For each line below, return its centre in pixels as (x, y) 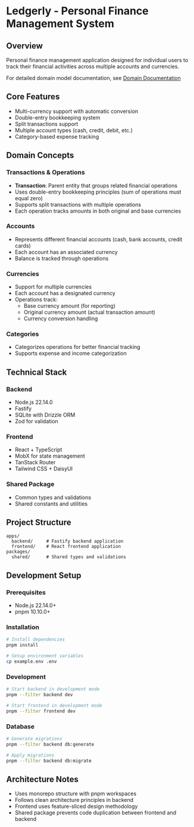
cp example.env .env (32, 661)
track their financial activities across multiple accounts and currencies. (93, 66)
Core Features (33, 97)
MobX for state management (50, 456)
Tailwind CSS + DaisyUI (44, 469)
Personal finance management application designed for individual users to (97, 60)
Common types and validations (53, 497)
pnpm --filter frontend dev (41, 711)
